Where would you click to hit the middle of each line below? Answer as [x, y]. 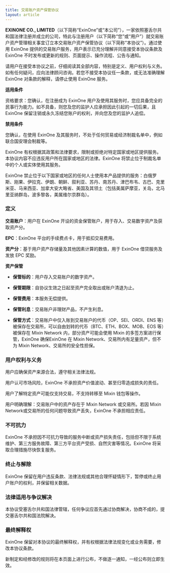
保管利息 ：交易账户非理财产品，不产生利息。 [59, 309]
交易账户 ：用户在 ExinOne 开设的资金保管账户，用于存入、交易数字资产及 [82, 221]
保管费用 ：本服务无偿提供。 [41, 298]
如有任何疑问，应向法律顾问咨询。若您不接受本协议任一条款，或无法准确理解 [85, 72]
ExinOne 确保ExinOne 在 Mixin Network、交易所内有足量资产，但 [89, 339]
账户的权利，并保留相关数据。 [40, 482]
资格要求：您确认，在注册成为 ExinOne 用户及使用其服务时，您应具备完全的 [84, 100]
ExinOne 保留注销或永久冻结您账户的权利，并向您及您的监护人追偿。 [77, 113]
